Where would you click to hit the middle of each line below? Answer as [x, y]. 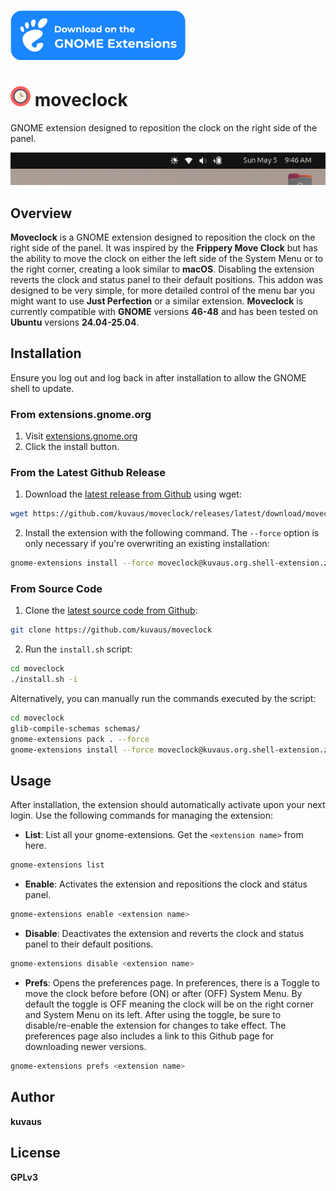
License [35, 1153]
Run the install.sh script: [78, 649]
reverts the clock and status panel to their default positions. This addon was [166, 280]
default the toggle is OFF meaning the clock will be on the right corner [169, 1004]
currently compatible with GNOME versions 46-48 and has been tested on [164, 312]
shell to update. [42, 388]
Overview [41, 213]
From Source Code [56, 589]
